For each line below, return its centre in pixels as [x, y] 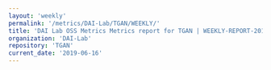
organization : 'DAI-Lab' [50, 38]
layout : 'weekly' [38, 16]
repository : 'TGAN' [41, 46]
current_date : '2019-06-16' [56, 53]
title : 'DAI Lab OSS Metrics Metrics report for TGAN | [104, 31]
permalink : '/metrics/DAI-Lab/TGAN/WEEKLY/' [84, 23]
